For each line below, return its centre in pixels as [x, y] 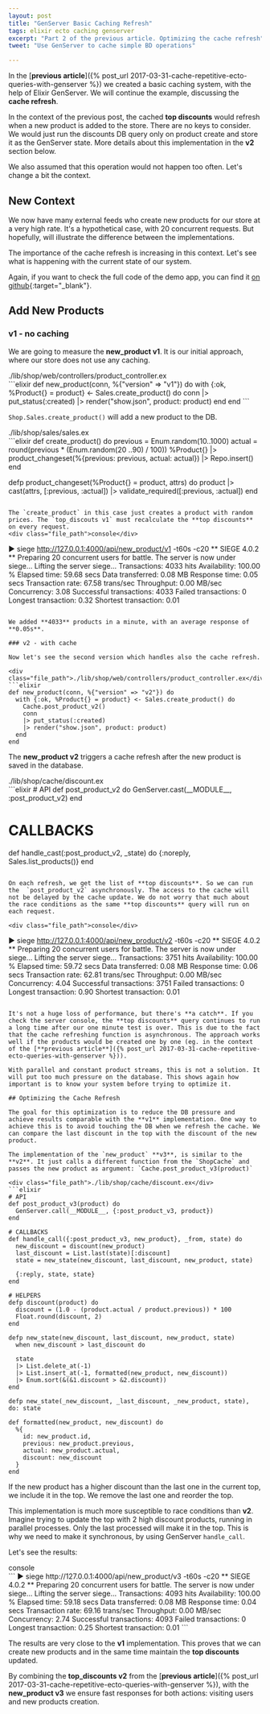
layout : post [30, 16]
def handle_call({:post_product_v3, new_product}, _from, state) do [125, 1239]
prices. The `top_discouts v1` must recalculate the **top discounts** [131, 520]
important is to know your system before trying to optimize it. [120, 1084]
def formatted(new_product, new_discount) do [86, 1422]
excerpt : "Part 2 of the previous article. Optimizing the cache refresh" [136, 38]
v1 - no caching [39, 333]
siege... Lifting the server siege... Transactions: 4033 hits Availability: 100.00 [135, 565]
